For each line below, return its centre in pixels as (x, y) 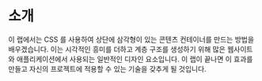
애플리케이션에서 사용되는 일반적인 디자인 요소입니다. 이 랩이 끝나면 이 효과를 (135, 59)
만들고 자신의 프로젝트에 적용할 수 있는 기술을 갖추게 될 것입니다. (108, 68)
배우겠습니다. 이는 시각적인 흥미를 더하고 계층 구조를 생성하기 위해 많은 (117, 49)
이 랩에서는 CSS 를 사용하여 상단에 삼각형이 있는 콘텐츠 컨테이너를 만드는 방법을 (131, 39)
